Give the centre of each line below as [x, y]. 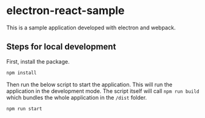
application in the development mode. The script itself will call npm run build [103, 91]
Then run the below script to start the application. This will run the [89, 84]
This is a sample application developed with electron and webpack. [91, 28]
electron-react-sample [65, 11]
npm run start [24, 109]
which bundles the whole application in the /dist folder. [76, 97]
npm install [21, 73]
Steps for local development [61, 47]
